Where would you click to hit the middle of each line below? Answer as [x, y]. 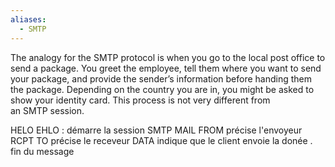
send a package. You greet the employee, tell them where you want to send [166, 68]
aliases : [28, 19]
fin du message [42, 151]
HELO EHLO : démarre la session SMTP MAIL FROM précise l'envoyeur [156, 130]
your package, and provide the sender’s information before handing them [161, 78]
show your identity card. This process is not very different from [140, 100]
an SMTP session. [47, 110]
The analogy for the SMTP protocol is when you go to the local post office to [168, 57]
